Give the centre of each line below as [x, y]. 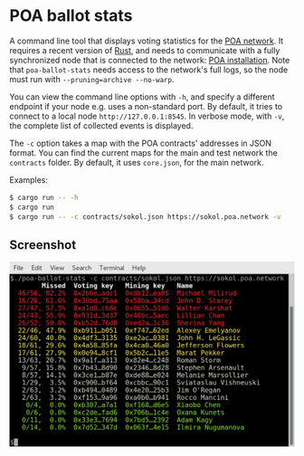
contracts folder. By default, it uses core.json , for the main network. [137, 162]
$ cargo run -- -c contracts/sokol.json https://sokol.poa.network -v [145, 217]
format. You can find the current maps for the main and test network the [143, 152]
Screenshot [43, 245]
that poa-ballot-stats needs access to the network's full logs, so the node [149, 70]
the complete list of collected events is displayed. [101, 125]
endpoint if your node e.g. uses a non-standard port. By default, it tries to [146, 106]
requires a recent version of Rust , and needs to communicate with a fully [145, 50]
